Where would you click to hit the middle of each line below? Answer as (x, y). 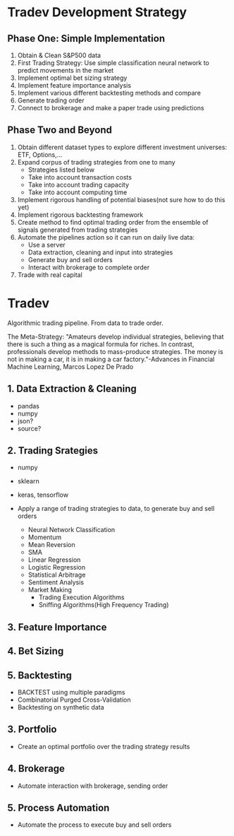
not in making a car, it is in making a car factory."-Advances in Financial (111, 359)
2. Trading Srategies (53, 451)
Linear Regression (54, 560)
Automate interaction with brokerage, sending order (93, 786)
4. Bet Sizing (36, 651)
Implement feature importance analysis (74, 85)
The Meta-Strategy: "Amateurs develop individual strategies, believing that (116, 336)
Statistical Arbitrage (57, 575)
